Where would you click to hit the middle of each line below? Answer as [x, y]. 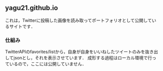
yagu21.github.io [31, 8]
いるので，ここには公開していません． [48, 64]
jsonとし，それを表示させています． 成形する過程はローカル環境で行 [83, 58]
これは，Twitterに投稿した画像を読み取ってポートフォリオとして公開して [79, 20]
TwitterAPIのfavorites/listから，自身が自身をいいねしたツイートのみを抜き [80, 52]
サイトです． [22, 26]
